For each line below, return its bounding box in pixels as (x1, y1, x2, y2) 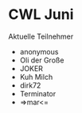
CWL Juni (8, 6, 74, 24)
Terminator (19, 89, 57, 98)
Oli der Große (19, 55, 64, 65)
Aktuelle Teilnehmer (8, 32, 74, 41)
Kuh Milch (19, 72, 53, 81)
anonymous (19, 47, 59, 56)
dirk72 (19, 81, 41, 90)
